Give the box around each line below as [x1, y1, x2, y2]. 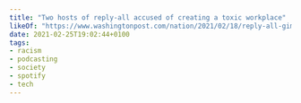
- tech [9, 80, 34, 89]
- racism [9, 47, 42, 56]
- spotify [9, 72, 47, 81]
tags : [9, 38, 30, 47]
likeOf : [9, 21, 39, 30]
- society [9, 64, 47, 73]
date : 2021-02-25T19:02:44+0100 [9, 30, 130, 39]
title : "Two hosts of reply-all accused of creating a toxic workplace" [9, 13, 287, 22]
